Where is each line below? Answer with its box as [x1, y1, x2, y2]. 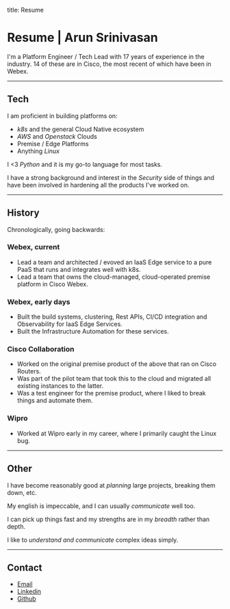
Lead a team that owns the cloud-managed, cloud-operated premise [16, 273, 211, 281]
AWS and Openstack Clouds [16, 132, 97, 140]
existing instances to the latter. [16, 382, 104, 390]
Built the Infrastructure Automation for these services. [16, 328, 169, 336]
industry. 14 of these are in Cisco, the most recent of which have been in [7, 60, 212, 68]
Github [16, 595, 36, 603]
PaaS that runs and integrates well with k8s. [16, 265, 141, 273]
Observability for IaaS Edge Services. [16, 320, 123, 328]
